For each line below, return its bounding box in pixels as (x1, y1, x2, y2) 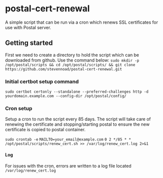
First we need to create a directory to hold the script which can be (5, 52, 139, 58)
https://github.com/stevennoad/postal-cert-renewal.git (5, 67, 122, 71)
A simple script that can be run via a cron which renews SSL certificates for (5, 19, 159, 25)
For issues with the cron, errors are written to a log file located (5, 163, 131, 169)
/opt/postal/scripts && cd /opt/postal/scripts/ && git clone (5, 62, 135, 67)
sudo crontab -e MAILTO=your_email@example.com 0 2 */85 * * (5, 137, 131, 142)
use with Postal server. (5, 24, 52, 30)
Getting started (5, 39, 53, 47)
